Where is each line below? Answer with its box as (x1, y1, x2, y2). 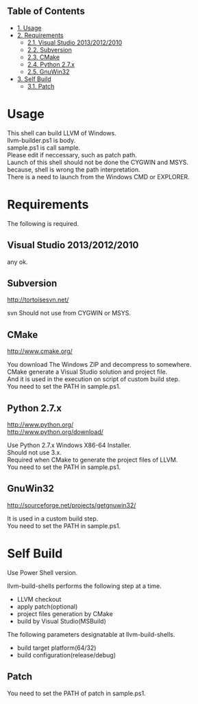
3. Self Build (16, 75, 51, 83)
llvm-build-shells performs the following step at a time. (7, 582, 162, 590)
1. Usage (16, 23, 42, 32)
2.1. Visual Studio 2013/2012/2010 (27, 38, 122, 47)
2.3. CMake (27, 53, 60, 61)
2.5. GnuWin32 (27, 67, 70, 76)
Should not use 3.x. (7, 448, 62, 456)
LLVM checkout (16, 595, 62, 603)
